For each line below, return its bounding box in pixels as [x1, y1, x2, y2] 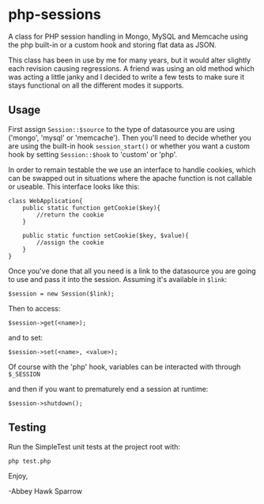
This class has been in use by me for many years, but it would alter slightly [8, 55, 251, 65]
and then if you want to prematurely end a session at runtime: [8, 384, 209, 393]
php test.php [8, 457, 51, 465]
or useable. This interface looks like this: [8, 182, 140, 191]
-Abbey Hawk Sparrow [8, 486, 83, 495]
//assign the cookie [36, 239, 104, 246]
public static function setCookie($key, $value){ [22, 231, 190, 239]
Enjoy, [8, 471, 28, 480]
